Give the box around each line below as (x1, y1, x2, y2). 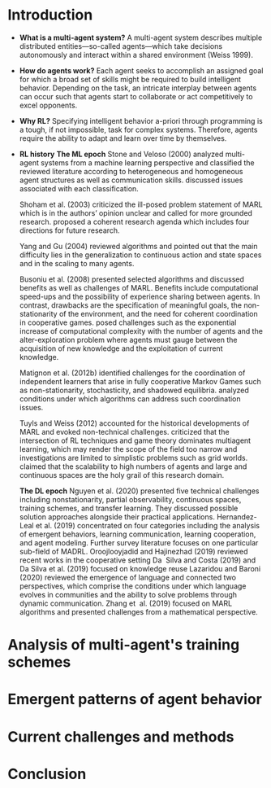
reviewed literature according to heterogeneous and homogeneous (19, 166, 243, 176)
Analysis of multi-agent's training (7, 636, 240, 654)
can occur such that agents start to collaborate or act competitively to (19, 91, 253, 101)
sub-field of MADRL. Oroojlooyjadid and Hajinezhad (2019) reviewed (19, 546, 248, 556)
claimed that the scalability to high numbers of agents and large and (19, 462, 247, 471)
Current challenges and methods (7, 727, 234, 746)
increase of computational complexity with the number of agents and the (19, 326, 263, 335)
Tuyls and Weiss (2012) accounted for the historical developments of (19, 418, 250, 428)
